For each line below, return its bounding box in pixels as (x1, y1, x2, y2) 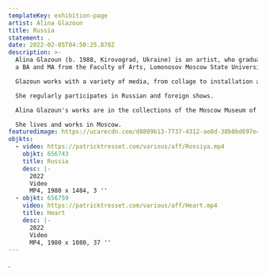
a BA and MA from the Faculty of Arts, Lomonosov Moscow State (15, 63, 228, 71)
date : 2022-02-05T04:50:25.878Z (8, 41, 115, 49)
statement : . (8, 33, 51, 42)
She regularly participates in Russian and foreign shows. (15, 92, 215, 100)
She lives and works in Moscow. (15, 121, 123, 128)
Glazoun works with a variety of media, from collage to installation (15, 77, 253, 86)
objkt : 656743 (22, 150, 69, 158)
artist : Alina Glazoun (8, 19, 83, 27)
